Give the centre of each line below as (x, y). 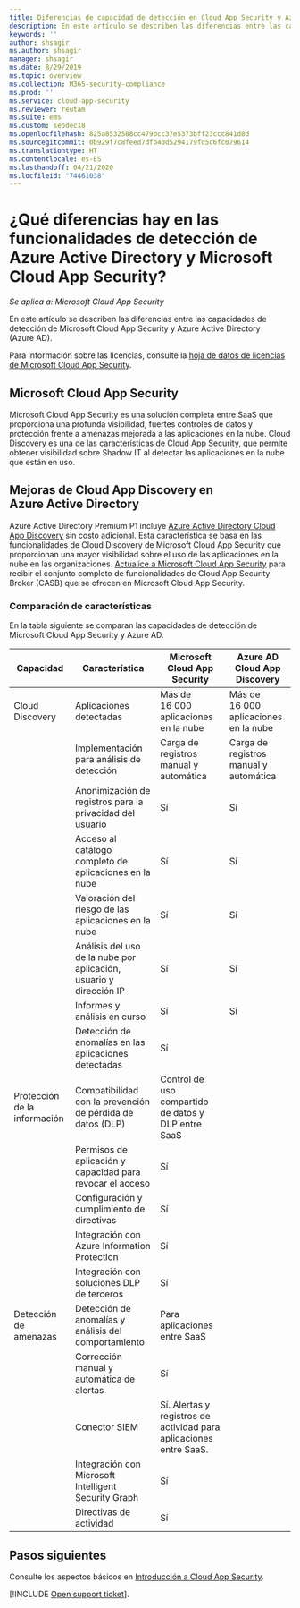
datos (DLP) (100, 1124)
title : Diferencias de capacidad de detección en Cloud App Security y (145, 17)
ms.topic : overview (46, 76)
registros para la (109, 802)
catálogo (94, 850)
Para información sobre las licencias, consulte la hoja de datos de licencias (147, 355)
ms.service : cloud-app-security (69, 101)
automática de (105, 1379)
